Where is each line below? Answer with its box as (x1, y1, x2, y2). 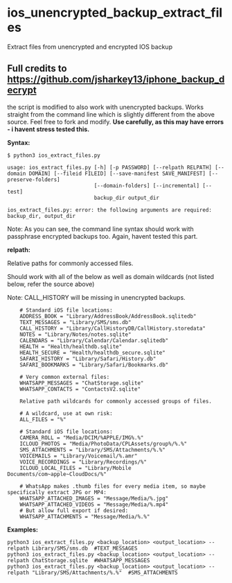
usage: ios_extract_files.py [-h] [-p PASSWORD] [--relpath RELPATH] (7, 164, 213, 171)
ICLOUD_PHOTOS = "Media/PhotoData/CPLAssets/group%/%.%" (19, 440, 188, 447)
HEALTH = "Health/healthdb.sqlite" (19, 343, 123, 350)
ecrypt (7, 85, 37, 96)
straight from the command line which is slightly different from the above (7, 110, 215, 119)
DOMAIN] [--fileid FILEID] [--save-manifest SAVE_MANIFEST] (28, 170, 206, 177)
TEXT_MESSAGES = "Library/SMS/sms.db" (19, 319, 132, 326)
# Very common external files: (19, 373, 110, 380)
